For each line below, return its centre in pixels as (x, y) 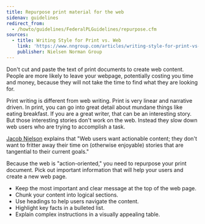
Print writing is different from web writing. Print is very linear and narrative (99, 100)
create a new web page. (37, 176)
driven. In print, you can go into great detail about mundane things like (95, 107)
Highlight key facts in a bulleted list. (60, 207)
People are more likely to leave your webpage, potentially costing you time (100, 76)
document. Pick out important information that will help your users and (95, 170)
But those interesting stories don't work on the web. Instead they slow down (102, 120)
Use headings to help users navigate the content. (77, 201)
